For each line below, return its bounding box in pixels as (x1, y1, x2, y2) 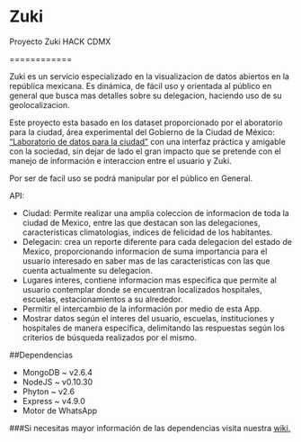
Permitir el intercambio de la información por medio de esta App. (22, 303, 262, 314)
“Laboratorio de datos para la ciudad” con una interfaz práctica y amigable (9, 136, 286, 147)
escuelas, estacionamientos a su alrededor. (22, 293, 183, 304)
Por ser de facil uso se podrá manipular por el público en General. (9, 173, 253, 184)
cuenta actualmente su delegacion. (22, 265, 153, 275)
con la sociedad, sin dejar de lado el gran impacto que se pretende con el (9, 146, 281, 157)
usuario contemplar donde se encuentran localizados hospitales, (22, 284, 262, 294)
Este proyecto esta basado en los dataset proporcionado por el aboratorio (9, 117, 283, 128)
